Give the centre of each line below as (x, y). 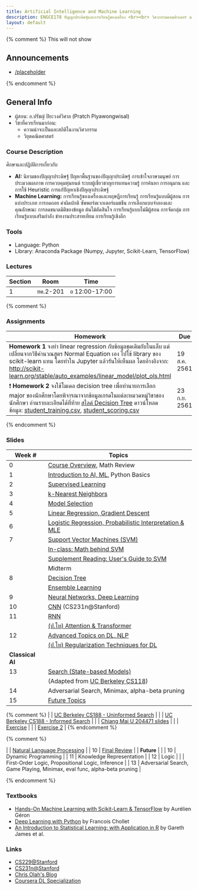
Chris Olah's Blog (36, 875)
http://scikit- (27, 369)
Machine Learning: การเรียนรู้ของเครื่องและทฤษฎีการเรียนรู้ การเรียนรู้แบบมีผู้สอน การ (102, 196)
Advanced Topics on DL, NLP (88, 636)
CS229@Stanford (36, 862)
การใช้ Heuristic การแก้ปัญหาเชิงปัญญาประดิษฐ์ (62, 190)
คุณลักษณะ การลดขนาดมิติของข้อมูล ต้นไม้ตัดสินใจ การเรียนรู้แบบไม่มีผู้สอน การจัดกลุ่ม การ (102, 209)
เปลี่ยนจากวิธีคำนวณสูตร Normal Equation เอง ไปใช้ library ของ (85, 354)
